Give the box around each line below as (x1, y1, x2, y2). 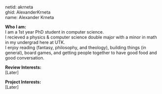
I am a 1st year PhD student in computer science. (5, 29, 104, 35)
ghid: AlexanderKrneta (5, 9, 51, 15)
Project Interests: (5, 79, 41, 85)
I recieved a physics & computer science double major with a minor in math (5, 34, 157, 40)
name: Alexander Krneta (5, 15, 54, 20)
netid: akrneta (5, 4, 33, 10)
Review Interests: (5, 64, 42, 70)
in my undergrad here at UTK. (5, 39, 65, 45)
